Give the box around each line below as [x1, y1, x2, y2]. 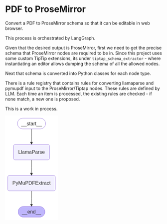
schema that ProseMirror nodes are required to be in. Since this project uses [5, 50, 162, 56]
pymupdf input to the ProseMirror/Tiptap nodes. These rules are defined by [5, 85, 161, 91]
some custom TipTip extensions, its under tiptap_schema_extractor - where [5, 55, 161, 61]
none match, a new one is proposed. [5, 96, 80, 102]
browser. [5, 25, 23, 31]
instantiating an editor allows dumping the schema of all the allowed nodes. [5, 60, 160, 66]
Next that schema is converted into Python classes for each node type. [5, 70, 151, 76]
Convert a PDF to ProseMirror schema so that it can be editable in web [5, 20, 151, 26]
